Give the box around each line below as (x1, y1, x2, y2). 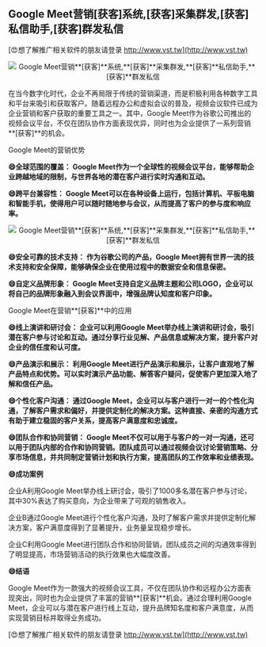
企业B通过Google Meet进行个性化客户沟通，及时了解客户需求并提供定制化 (8, 512, 249, 522)
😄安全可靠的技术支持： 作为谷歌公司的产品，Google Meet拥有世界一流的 (8, 252, 248, 262)
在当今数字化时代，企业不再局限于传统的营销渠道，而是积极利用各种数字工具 (8, 88, 258, 98)
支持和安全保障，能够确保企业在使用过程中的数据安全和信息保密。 (14, 262, 230, 271)
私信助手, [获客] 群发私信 (8, 22, 124, 36)
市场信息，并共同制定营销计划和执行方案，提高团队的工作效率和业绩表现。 (14, 452, 258, 461)
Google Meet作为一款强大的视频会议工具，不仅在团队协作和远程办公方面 (8, 583, 245, 592)
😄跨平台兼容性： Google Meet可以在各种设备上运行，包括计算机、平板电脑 (8, 189, 255, 198)
